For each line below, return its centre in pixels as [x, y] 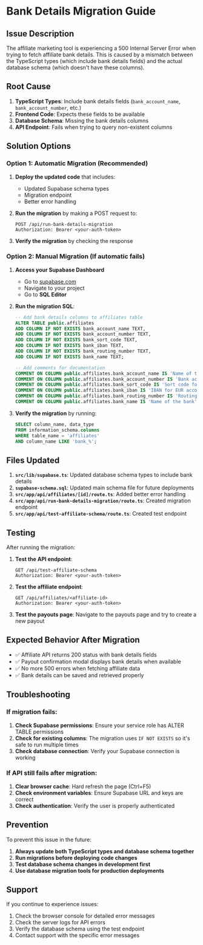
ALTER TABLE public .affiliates [55, 323]
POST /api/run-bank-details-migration [64, 224]
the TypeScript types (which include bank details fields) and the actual [95, 61]
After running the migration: [41, 547]
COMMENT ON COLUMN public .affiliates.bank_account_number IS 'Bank [102, 379]
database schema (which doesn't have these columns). [75, 67]
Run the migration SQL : [45, 306]
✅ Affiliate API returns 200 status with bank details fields [86, 655]
